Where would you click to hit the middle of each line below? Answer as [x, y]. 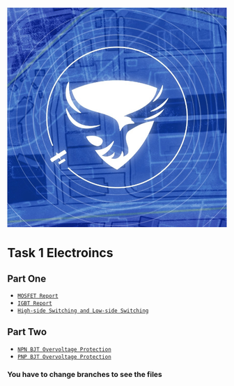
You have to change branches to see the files [85, 374]
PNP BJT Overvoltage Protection [64, 357]
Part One [27, 278]
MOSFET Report [38, 296]
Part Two [27, 332]
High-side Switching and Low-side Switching [83, 311]
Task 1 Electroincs [60, 253]
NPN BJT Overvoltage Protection [64, 349]
